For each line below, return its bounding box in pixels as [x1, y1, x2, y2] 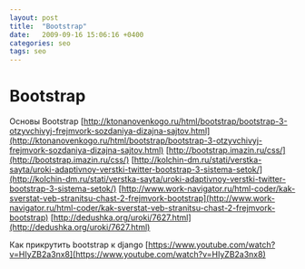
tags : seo [9, 47, 47, 56]
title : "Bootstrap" [9, 22, 88, 31]
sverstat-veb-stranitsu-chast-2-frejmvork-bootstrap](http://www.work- [9, 193, 275, 204]
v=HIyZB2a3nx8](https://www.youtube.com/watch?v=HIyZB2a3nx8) [9, 249, 266, 260]
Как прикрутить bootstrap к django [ [9, 239, 149, 250]
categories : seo [9, 38, 71, 48]
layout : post [9, 13, 59, 23]
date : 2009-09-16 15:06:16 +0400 [9, 30, 144, 39]
